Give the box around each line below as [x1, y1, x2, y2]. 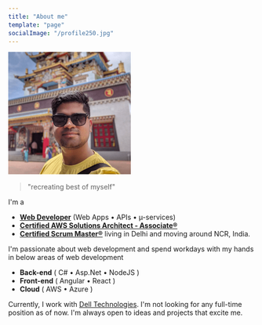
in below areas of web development [8, 253, 124, 262]
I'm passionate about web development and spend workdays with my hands [8, 244, 254, 254]
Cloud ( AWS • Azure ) [19, 284, 93, 294]
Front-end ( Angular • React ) [19, 276, 116, 286]
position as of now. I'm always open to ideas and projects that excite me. [8, 308, 243, 317]
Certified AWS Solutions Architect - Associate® [19, 221, 178, 230]
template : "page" [8, 20, 65, 29]
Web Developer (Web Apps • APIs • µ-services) [19, 212, 176, 222]
